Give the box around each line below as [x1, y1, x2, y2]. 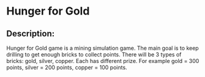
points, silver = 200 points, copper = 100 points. [6, 64, 127, 71]
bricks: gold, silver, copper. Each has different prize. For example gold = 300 [6, 58, 199, 64]
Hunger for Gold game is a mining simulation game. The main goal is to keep [6, 44, 199, 52]
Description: [6, 28, 55, 39]
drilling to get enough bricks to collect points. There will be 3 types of [6, 51, 182, 58]
